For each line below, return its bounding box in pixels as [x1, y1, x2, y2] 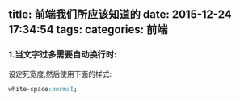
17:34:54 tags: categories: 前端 [8, 23, 168, 36]
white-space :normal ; [8, 85, 78, 93]
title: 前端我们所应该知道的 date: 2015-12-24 [8, 7, 232, 22]
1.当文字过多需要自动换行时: [8, 49, 117, 61]
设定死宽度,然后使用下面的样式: [8, 69, 112, 78]
